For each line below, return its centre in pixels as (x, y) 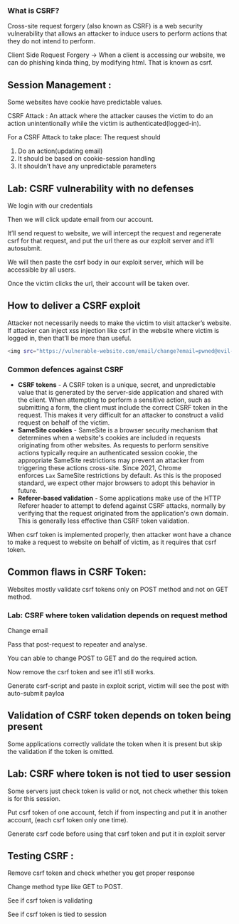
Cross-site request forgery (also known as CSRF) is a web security (105, 26)
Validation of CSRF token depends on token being (119, 716)
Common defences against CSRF (65, 369)
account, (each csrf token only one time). (68, 819)
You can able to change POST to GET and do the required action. (102, 658)
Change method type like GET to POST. (65, 887)
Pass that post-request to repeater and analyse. (78, 644)
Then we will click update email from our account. (80, 219)
